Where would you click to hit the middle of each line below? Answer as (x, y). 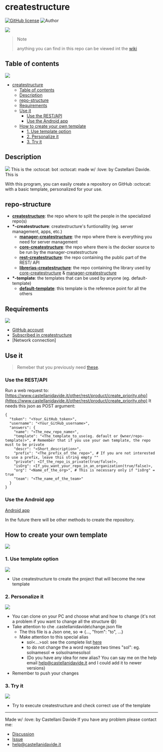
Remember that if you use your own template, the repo (94, 441)
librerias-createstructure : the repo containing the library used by (85, 268)
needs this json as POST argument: (40, 406)
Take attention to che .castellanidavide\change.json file (67, 627)
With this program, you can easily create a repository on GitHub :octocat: (78, 184)
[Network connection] (34, 340)
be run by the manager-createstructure (58, 252)
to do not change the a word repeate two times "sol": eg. (83, 647)
